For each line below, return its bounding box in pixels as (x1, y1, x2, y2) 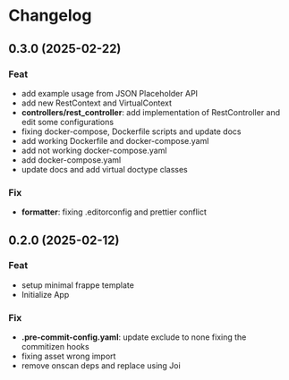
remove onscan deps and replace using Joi (21, 360, 181, 371)
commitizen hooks (21, 342, 90, 352)
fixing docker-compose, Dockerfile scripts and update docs (21, 126, 242, 137)
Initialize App (21, 289, 70, 300)
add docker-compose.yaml (21, 154, 122, 165)
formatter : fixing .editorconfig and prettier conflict (21, 207, 208, 217)
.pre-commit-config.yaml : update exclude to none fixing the (21, 332, 247, 342)
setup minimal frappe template (21, 279, 135, 291)
